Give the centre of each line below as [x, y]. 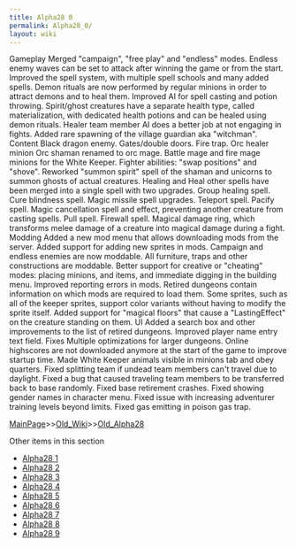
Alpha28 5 [41, 496]
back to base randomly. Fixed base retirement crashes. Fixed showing [137, 388]
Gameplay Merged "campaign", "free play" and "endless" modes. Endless [144, 59]
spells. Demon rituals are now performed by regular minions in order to [138, 87]
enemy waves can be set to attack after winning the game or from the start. [147, 68]
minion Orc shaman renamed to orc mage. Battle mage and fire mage [135, 153]
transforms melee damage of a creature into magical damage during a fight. [147, 228]
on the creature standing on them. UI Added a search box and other [133, 322]
